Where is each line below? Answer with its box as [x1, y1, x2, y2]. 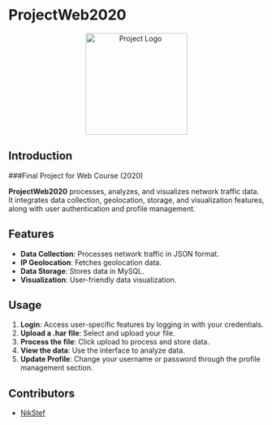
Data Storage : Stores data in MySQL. [19, 266, 145, 275]
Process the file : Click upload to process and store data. [19, 337, 209, 347]
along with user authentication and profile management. [8, 203, 196, 213]
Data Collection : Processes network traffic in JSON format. [19, 249, 219, 258]
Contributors [8, 386, 76, 400]
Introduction [8, 149, 73, 163]
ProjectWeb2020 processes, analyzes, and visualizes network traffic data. [8, 186, 260, 196]
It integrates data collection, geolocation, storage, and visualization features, [8, 195, 265, 205]
